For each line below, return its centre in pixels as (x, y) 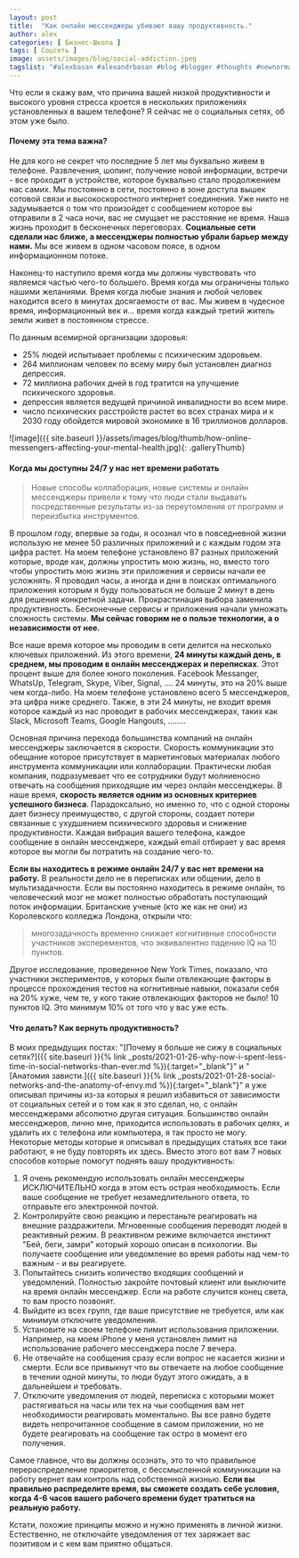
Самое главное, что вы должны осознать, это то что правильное (133, 1460)
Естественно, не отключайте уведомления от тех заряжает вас (130, 1534)
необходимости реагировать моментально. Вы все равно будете (146, 1415)
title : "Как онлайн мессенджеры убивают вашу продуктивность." (131, 26)
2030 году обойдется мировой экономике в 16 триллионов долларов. (155, 421)
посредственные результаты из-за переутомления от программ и (157, 507)
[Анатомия (30, 1076)
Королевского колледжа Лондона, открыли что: (101, 916)
